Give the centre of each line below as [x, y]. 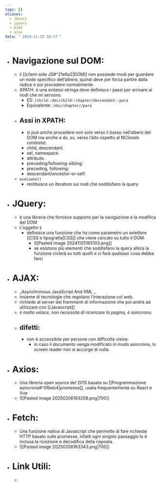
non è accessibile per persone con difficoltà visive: [78, 339]
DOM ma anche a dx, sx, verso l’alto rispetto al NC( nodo [83, 137]
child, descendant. [45, 148]
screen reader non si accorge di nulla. [72, 350]
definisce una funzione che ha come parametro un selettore [87, 233]
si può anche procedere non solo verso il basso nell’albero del [89, 132]
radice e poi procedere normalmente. [57, 84]
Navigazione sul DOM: [58, 61]
